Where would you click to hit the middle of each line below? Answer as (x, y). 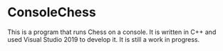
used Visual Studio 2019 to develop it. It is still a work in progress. (104, 39)
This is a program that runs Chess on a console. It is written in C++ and (112, 32)
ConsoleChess (52, 12)
